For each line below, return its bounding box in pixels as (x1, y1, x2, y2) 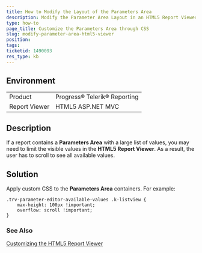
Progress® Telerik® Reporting (55, 93, 139, 101)
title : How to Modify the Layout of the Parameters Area (6, 8, 152, 15)
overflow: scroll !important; (17, 207, 93, 213)
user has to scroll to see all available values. (6, 151, 115, 159)
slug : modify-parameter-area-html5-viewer (6, 31, 114, 37)
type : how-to (6, 20, 39, 26)
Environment (6, 76, 56, 86)
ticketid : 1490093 (6, 48, 52, 54)
